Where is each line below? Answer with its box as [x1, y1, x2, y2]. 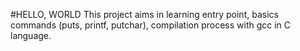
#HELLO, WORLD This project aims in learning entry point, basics [10, 9, 279, 20]
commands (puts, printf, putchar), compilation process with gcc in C [10, 19, 292, 31]
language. [10, 30, 52, 41]
